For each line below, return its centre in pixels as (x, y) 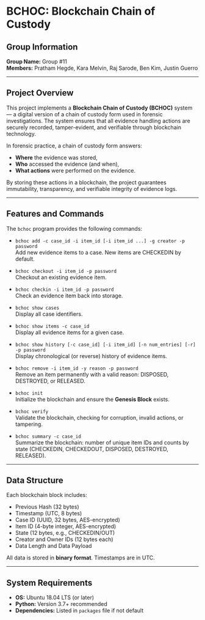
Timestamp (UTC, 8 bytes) (49, 514)
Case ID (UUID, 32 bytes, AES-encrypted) (67, 520)
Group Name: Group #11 (37, 62)
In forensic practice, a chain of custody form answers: (74, 146)
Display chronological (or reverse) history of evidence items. (91, 356)
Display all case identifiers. (49, 314)
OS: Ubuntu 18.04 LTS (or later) (55, 597)
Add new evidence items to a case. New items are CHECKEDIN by (98, 252)
